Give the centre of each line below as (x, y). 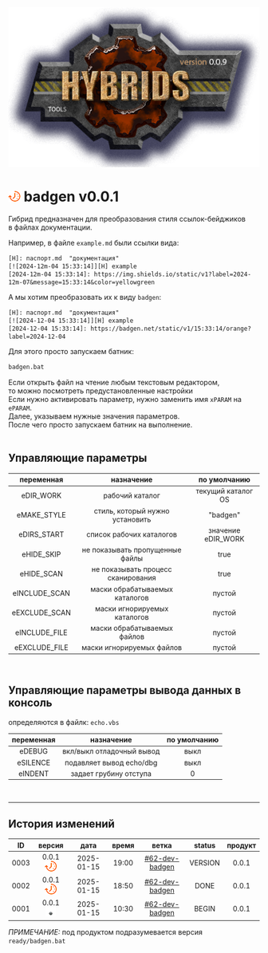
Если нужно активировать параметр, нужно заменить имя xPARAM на (125, 399)
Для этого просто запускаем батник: (71, 351)
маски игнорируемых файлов (132, 648)
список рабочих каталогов (132, 534)
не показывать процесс (132, 569)
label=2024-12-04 (37, 337)
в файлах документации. (50, 227)
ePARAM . (20, 408)
